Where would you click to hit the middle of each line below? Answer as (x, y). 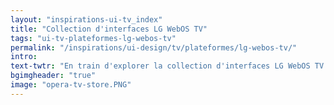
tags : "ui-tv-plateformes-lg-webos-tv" (93, 38)
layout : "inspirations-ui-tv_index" (86, 19)
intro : (24, 57)
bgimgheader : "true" (53, 76)
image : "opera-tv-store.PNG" (71, 85)
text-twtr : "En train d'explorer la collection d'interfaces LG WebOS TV (167, 66)
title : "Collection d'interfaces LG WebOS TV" (109, 29)
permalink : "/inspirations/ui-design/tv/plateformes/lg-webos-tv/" (154, 47)
